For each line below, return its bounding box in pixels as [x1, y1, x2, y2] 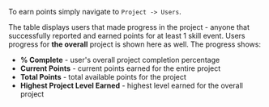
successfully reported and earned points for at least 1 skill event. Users [8, 31, 246, 40]
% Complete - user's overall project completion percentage [19, 56, 220, 64]
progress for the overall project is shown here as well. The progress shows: [8, 39, 262, 49]
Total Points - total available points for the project [19, 72, 186, 81]
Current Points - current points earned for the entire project [19, 64, 221, 73]
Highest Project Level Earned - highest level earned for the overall [19, 80, 243, 90]
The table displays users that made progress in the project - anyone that [8, 23, 250, 31]
